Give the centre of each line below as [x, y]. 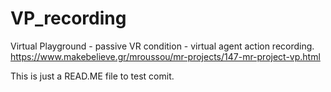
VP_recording [68, 18]
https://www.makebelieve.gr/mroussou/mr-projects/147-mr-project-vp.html [165, 56]
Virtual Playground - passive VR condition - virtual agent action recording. [162, 46]
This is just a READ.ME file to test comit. [92, 76]
